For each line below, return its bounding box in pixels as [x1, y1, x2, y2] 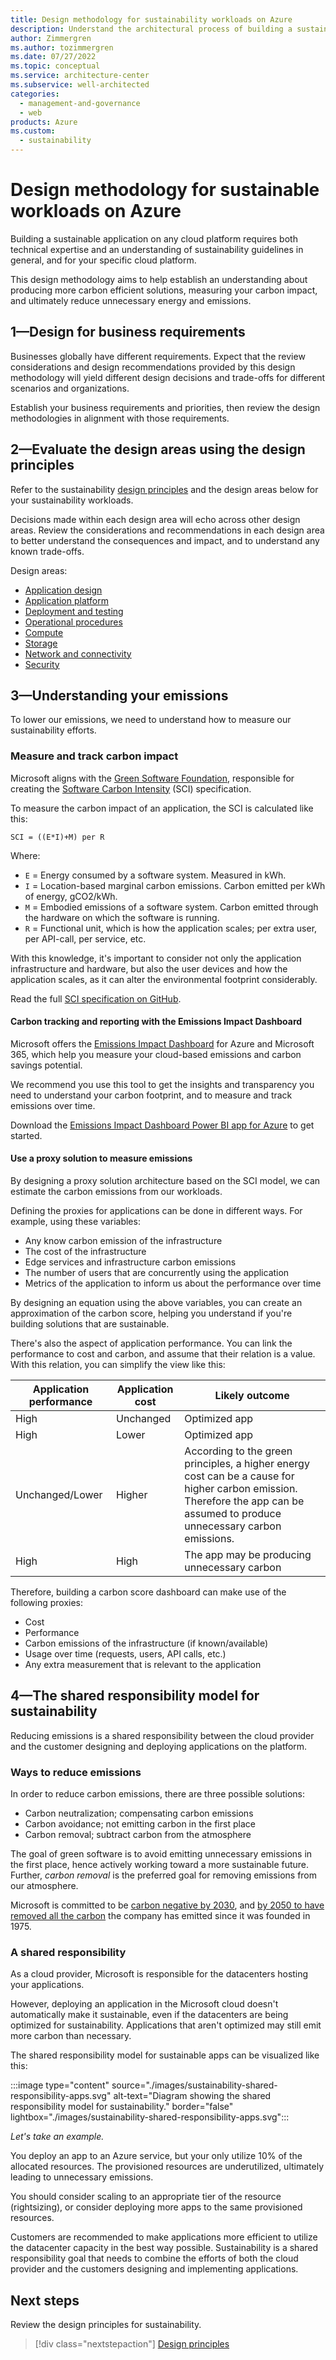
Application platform [24, 594, 109, 606]
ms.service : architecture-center [10, 71, 150, 81]
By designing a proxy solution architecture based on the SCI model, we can [10, 1175, 321, 1187]
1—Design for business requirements [10, 324, 246, 341]
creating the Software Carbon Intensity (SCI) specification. [10, 782, 252, 795]
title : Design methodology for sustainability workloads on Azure [10, 14, 293, 25]
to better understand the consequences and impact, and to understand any [10, 534, 320, 546]
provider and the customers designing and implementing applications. [10, 2263, 299, 2275]
